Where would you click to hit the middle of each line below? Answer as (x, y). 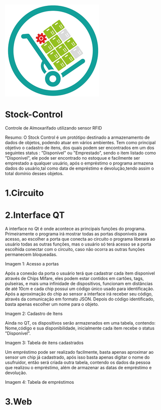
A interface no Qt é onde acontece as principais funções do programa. (75, 229)
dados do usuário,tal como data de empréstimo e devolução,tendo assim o (80, 168)
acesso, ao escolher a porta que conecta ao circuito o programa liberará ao (80, 239)
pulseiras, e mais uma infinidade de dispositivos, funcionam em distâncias (79, 284)
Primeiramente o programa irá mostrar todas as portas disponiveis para (76, 234)
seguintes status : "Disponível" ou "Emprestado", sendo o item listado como (80, 153)
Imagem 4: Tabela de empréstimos (39, 382)
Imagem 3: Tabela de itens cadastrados (44, 343)
